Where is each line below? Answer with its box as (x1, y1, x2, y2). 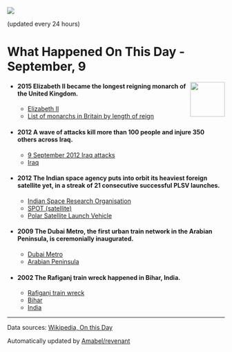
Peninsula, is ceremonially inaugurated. (17, 235, 134, 243)
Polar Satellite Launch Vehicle (27, 211, 113, 220)
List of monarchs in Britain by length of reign (27, 112, 154, 121)
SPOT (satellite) (27, 204, 72, 212)
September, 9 (7, 59, 86, 75)
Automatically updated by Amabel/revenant (7, 337, 130, 345)
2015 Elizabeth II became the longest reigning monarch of (17, 82, 186, 90)
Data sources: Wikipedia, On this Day (7, 324, 113, 332)
